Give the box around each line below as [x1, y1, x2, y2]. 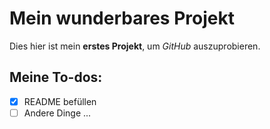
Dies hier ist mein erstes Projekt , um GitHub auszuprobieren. [9, 40, 261, 52]
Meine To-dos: [9, 69, 103, 86]
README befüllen [23, 95, 97, 107]
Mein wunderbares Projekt [9, 7, 235, 30]
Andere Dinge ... [23, 107, 92, 119]
